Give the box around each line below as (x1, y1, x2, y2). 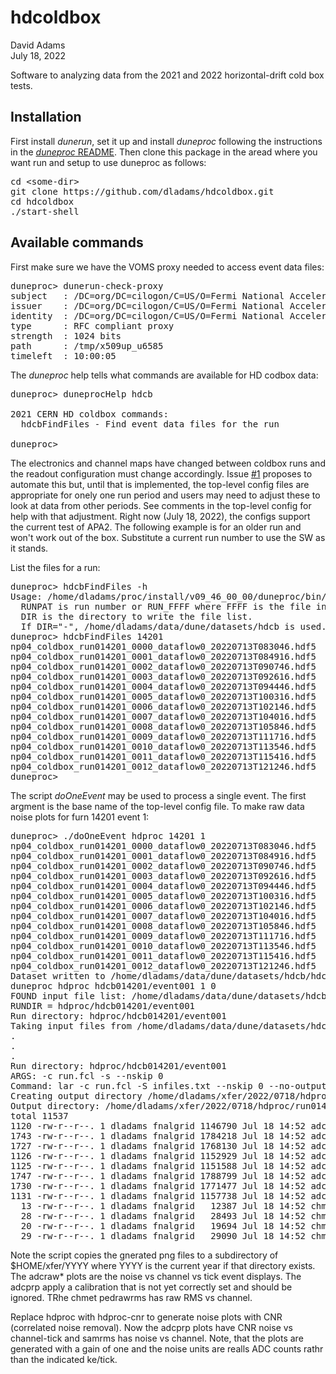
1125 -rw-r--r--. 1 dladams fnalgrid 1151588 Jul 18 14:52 (10, 1160, 307, 1171)
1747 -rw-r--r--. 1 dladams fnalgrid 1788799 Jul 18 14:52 (10, 1170, 307, 1181)
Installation (10, 109, 82, 126)
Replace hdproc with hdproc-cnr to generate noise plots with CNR (10, 1311, 283, 1323)
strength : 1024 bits (10, 330, 122, 341)
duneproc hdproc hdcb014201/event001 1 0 (10, 980, 217, 991)
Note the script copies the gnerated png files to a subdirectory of (10, 1249, 279, 1261)
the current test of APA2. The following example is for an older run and (10, 521, 302, 533)
